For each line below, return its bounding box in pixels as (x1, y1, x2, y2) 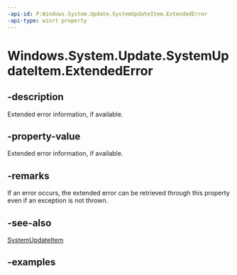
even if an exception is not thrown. (7, 196, 109, 205)
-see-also (7, 217, 52, 229)
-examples (7, 257, 56, 269)
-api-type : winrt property (7, 17, 87, 24)
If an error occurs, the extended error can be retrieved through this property (7, 189, 231, 198)
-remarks (7, 170, 50, 182)
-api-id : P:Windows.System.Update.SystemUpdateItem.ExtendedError (7, 10, 208, 18)
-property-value (7, 130, 81, 142)
